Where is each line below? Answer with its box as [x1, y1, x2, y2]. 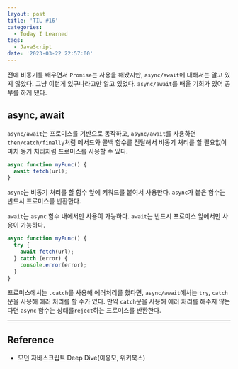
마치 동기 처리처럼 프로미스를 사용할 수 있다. [7, 146, 129, 155]
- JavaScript [13, 43, 52, 50]
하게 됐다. [20, 88, 47, 97]
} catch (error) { [13, 255, 69, 262]
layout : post [7, 10, 46, 18]
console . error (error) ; [20, 261, 87, 269]
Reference [7, 333, 55, 346]
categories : [7, 23, 42, 31]
